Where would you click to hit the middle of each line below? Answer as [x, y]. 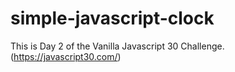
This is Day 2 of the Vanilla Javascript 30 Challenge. [117, 46]
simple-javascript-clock [112, 18]
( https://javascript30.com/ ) [66, 56]
